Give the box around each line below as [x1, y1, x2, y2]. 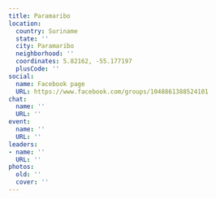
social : [8, 72, 35, 80]
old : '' [15, 171, 42, 179]
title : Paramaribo [8, 11, 71, 20]
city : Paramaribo [15, 42, 75, 50]
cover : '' [15, 178, 49, 187]
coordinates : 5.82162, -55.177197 [15, 58, 132, 66]
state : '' [15, 34, 49, 43]
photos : [8, 163, 35, 171]
